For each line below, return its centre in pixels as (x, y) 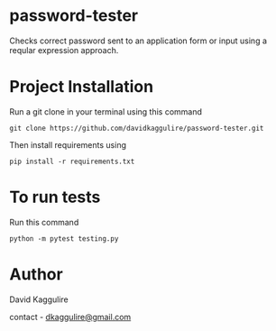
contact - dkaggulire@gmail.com (70, 317)
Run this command (44, 222)
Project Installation (82, 87)
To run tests (55, 197)
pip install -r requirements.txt (72, 161)
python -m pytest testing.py (64, 239)
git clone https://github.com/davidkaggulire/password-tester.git (137, 128)
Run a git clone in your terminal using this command (106, 111)
